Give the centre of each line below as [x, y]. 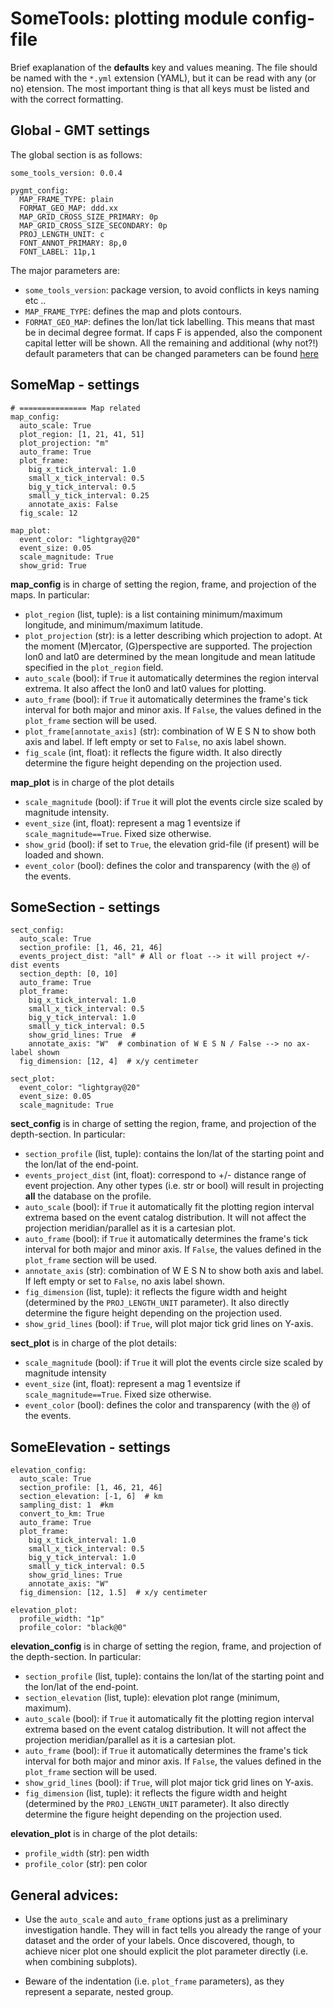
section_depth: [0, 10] [68, 974]
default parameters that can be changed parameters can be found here [171, 353]
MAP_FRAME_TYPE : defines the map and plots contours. [133, 311]
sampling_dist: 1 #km [66, 1505]
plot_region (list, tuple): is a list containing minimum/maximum [153, 614]
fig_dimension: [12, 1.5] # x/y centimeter [113, 1593]
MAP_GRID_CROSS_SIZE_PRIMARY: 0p [89, 217]
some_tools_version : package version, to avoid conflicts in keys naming [172, 289]
